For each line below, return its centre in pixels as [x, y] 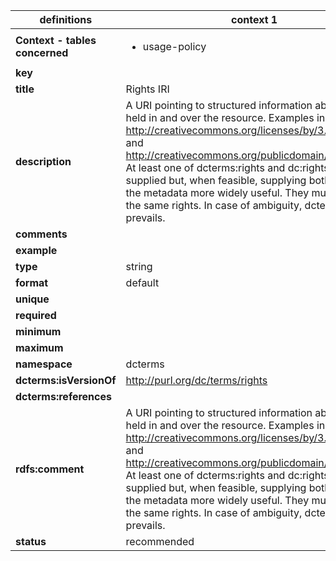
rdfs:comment [50, 469]
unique [32, 299]
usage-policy [174, 46]
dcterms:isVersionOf [66, 380]
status [31, 541]
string [139, 266]
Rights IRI [147, 89]
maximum [39, 347]
